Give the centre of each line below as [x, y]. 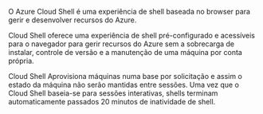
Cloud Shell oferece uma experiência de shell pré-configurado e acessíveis [131, 35]
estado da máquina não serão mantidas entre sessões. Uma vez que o [124, 85]
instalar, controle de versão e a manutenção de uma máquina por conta [126, 52]
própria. [21, 61]
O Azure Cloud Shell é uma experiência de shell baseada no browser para [130, 12]
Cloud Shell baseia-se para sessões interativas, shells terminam [113, 93]
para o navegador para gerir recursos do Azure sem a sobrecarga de [122, 44]
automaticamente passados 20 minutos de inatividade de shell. [112, 102]
